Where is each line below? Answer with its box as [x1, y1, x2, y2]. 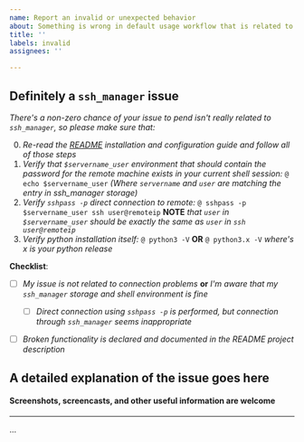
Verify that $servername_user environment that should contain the [22, 158, 267, 169]
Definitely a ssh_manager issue [9, 88, 179, 104]
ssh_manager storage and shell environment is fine [22, 288, 208, 299]
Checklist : [9, 260, 49, 271]
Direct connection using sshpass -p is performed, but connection [35, 306, 279, 316]
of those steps [22, 148, 77, 159]
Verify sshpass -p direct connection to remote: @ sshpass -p [22, 196, 247, 208]
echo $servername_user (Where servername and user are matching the [22, 177, 282, 188]
